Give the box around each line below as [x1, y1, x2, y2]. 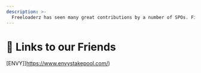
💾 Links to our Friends [6, 40, 117, 54]
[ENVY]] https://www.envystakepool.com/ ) [6, 60, 111, 67]
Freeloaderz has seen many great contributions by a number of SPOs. [11, 14, 188, 20]
